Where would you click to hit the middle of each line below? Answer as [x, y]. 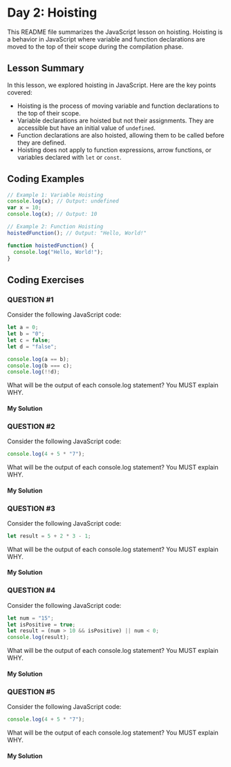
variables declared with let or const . [69, 157]
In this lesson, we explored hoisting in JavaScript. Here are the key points [112, 85]
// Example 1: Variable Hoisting [55, 195]
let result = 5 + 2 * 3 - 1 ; [49, 536]
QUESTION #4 [31, 591]
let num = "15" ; [30, 618]
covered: [20, 92]
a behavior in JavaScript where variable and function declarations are [106, 39]
